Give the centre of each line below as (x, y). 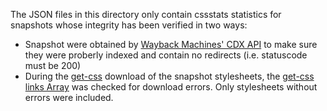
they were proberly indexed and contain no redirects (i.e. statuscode (166, 55)
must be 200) (53, 65)
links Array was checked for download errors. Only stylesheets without (171, 87)
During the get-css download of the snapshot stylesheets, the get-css (169, 76)
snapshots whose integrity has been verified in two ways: (129, 25)
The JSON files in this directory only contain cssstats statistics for (146, 14)
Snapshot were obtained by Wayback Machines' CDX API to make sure (171, 44)
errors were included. (69, 97)
